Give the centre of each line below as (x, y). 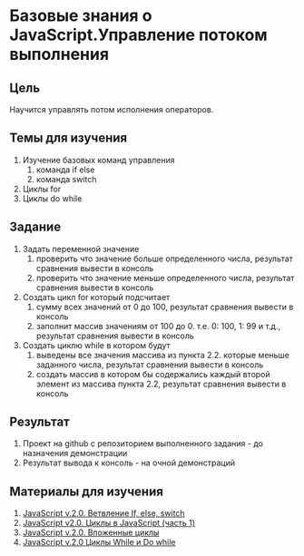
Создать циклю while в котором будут (96, 345)
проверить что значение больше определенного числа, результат (164, 258)
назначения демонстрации (75, 454)
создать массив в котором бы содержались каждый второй (153, 374)
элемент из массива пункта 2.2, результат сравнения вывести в (161, 384)
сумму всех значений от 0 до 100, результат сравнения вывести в (165, 307)
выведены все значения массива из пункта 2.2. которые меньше (163, 355)
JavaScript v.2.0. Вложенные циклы (91, 532)
